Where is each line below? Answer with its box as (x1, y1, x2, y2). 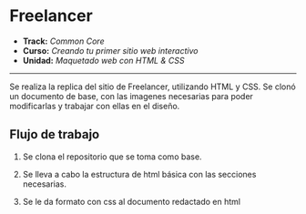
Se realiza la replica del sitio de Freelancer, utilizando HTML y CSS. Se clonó (9, 81, 296, 92)
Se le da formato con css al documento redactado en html (22, 196, 241, 207)
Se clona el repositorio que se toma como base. (22, 151, 202, 162)
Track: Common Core (22, 36, 105, 46)
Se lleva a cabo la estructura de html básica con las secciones (22, 168, 257, 179)
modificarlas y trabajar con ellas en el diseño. (9, 100, 180, 111)
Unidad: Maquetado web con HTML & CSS (22, 55, 185, 66)
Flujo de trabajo (9, 127, 100, 142)
